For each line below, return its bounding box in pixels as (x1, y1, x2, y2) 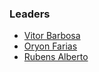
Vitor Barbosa (23, 30, 81, 42)
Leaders (9, 7, 51, 21)
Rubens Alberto (23, 51, 89, 63)
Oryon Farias (23, 40, 78, 52)
